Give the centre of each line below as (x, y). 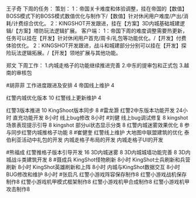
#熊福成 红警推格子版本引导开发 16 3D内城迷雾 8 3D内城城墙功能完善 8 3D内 (98, 152)
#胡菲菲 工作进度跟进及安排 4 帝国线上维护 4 (60, 85)
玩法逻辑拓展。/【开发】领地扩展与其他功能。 (66, 53)
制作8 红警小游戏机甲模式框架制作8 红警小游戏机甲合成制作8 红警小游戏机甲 (98, 182)
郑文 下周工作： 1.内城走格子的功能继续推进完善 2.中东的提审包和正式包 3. (95, 65)
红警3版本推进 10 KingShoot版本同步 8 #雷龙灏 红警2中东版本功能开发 (90, 110)
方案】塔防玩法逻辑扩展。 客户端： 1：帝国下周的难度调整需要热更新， (103, 31)
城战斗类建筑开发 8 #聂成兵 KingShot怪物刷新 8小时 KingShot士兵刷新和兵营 (98, 160)
